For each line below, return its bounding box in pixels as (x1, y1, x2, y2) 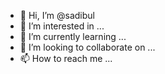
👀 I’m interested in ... (19, 20, 105, 32)
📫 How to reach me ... (19, 53, 113, 64)
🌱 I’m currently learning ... (19, 31, 127, 42)
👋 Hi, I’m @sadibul (19, 10, 95, 21)
